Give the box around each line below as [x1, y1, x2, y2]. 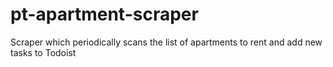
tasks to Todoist [10, 46, 77, 58]
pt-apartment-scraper [10, 3, 199, 26]
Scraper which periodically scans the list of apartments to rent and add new [10, 36, 323, 48]
